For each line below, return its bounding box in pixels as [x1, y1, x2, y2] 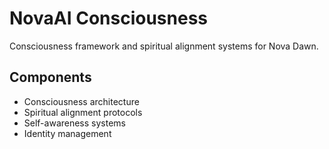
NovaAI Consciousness [9, 7, 208, 30]
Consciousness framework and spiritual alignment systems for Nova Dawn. [9, 40, 319, 52]
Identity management [23, 127, 112, 139]
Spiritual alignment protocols [23, 106, 143, 118]
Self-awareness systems [23, 117, 126, 129]
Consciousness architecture [23, 95, 140, 107]
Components [9, 69, 92, 86]
